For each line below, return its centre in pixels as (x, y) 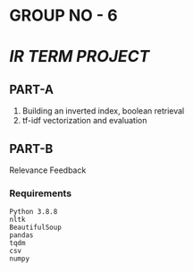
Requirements (41, 193)
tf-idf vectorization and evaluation (84, 121)
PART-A (32, 89)
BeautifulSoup (36, 228)
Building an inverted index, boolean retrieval (103, 111)
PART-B (31, 149)
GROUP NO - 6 (63, 16)
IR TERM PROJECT (80, 57)
